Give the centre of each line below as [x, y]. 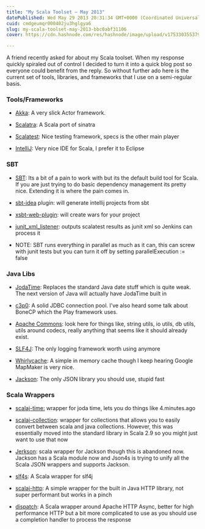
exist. [22, 337]
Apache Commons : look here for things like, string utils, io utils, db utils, [105, 324]
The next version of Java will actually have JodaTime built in [91, 294]
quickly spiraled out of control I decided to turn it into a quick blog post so [99, 64]
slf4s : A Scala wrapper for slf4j [54, 476]
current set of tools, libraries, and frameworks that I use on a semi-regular [99, 77]
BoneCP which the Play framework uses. [66, 312]
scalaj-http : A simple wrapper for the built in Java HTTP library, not [99, 489]
